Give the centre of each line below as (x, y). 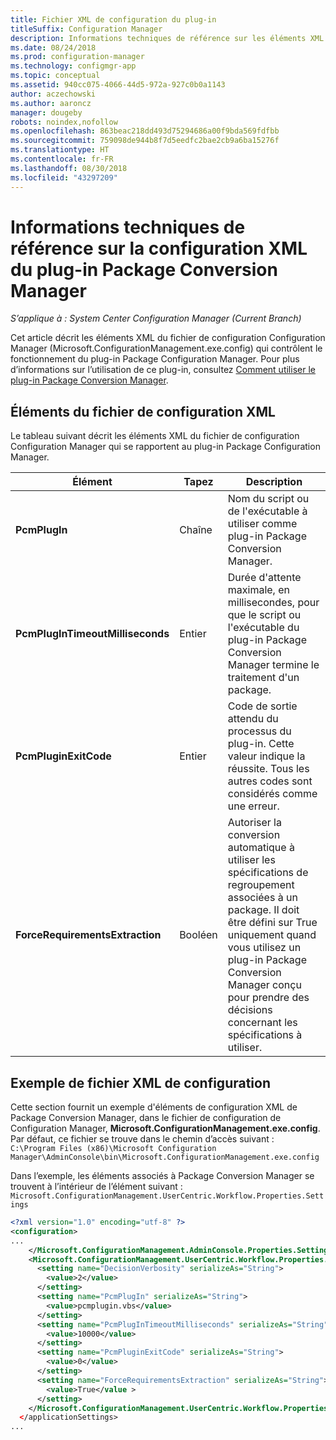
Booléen (198, 935)
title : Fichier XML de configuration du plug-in (113, 19)
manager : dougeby (46, 112)
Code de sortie (262, 706)
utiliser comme (262, 524)
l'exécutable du (263, 628)
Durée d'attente (264, 578)
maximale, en (258, 590)
